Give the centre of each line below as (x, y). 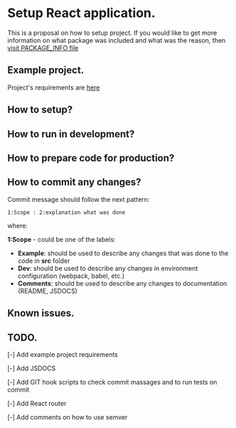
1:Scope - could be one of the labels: (61, 239)
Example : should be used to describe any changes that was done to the (123, 253)
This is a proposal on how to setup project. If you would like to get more (112, 33)
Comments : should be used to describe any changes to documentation (122, 283)
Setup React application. (82, 13)
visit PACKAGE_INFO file (43, 48)
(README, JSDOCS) (48, 291)
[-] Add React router (37, 403)
